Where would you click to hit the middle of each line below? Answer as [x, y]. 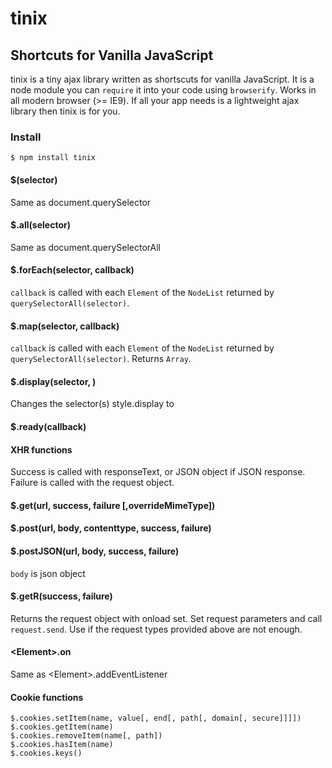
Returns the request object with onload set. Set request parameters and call [166, 618]
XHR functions [41, 449]
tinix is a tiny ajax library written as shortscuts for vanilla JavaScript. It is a [162, 79]
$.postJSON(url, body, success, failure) [95, 551]
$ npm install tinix [53, 158]
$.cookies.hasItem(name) [62, 745]
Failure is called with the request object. [92, 483]
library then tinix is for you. [65, 111]
